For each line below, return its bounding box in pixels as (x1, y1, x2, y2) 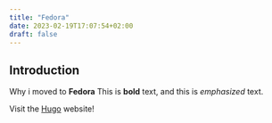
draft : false (9, 29, 58, 38)
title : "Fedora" (9, 12, 70, 22)
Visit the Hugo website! (9, 103, 95, 114)
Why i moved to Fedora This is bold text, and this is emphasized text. (9, 86, 264, 97)
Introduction (9, 62, 80, 78)
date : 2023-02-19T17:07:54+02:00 (9, 21, 134, 30)
